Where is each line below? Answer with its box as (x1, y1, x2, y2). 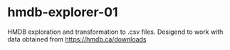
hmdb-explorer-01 (7, 4, 118, 20)
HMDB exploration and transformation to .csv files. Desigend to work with (7, 27, 224, 36)
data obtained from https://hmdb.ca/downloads (7, 35, 147, 43)
